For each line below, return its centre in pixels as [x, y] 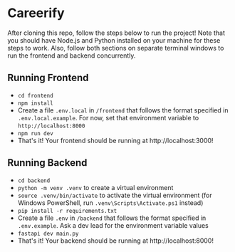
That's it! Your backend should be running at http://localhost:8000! [115, 241]
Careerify [36, 13]
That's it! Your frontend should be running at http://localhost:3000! [115, 140]
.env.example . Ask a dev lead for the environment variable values [113, 225]
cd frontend [35, 95]
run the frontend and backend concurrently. [72, 56]
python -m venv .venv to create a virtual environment [95, 187]
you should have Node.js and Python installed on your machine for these [114, 40]
